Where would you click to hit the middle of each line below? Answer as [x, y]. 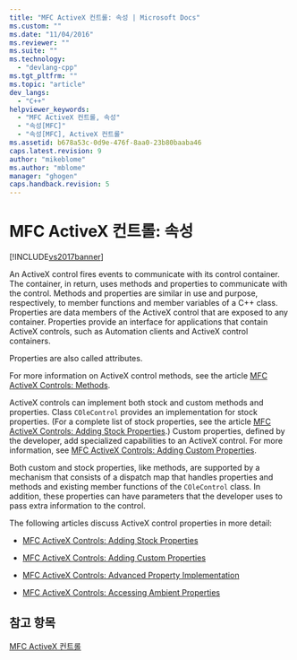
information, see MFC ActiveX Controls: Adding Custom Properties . [133, 450]
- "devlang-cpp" [47, 68]
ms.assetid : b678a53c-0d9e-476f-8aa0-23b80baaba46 [106, 143]
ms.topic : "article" [48, 84]
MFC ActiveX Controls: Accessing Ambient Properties [121, 593]
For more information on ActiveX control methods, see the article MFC [139, 376]
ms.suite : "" [34, 51]
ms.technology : [38, 59]
